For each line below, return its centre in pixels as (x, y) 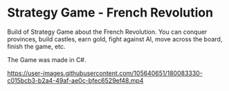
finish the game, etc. (36, 46)
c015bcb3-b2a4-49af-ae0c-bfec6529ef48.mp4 (75, 80)
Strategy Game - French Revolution (110, 13)
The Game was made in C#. (47, 59)
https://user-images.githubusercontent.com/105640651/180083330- (105, 73)
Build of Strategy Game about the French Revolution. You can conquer (107, 32)
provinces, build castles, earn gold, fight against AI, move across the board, (115, 39)
